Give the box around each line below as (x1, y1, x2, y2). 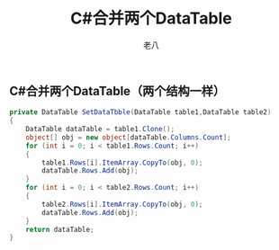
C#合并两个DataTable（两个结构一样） (9, 83, 226, 99)
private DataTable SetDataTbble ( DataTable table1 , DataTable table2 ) (9, 108, 272, 117)
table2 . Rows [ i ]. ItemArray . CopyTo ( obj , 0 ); (41, 200, 203, 209)
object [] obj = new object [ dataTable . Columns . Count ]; (25, 132, 231, 142)
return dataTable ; (25, 225, 94, 234)
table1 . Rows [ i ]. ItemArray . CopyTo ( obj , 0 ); (41, 158, 203, 167)
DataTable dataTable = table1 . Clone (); (25, 125, 175, 134)
